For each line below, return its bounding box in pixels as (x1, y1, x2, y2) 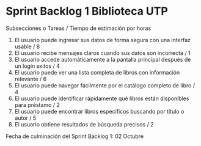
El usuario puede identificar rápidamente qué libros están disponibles (14, 95, 189, 102)
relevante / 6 (14, 75, 47, 82)
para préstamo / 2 (14, 101, 60, 108)
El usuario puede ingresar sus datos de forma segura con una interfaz (14, 36, 191, 43)
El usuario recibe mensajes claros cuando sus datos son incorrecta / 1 (14, 49, 191, 56)
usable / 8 (14, 43, 40, 50)
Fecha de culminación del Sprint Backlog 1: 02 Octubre (5, 133, 144, 140)
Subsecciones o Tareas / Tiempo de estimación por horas (5, 24, 152, 32)
